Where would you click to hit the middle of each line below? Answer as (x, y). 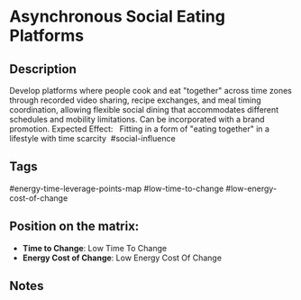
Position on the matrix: (74, 227)
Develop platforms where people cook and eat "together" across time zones (151, 91)
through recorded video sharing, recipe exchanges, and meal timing (135, 100)
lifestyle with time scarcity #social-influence (92, 138)
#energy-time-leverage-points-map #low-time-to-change (117, 188)
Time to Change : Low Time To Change (95, 248)
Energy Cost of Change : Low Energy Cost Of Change (122, 258)
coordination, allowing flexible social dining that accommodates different (144, 109)
